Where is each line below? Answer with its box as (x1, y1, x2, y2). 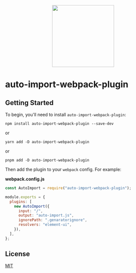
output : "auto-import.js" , (18, 213, 74, 218)
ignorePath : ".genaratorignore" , (18, 218, 88, 222)
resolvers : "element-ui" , (18, 222, 72, 227)
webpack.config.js (5, 176, 45, 182)
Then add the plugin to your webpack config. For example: (5, 166, 122, 172)
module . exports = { (5, 194, 45, 200)
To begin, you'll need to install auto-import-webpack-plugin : (5, 111, 126, 117)
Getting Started (5, 99, 54, 107)
